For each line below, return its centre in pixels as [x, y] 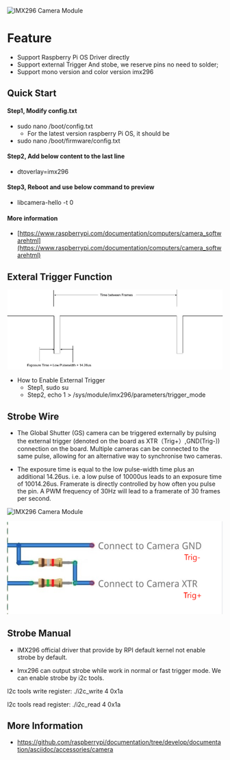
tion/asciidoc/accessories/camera [65, 750]
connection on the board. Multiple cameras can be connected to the [113, 449]
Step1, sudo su [48, 388]
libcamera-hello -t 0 [45, 202]
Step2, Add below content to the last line [66, 156]
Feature [29, 38]
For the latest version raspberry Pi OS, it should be [98, 133]
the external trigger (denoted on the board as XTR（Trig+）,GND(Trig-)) [118, 441]
